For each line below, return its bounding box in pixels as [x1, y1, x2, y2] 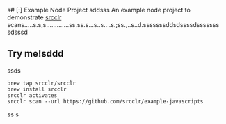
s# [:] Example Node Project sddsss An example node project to [7, 6, 191, 14]
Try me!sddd [7, 48, 64, 60]
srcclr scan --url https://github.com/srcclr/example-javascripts [7, 98, 204, 105]
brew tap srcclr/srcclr [7, 80, 76, 87]
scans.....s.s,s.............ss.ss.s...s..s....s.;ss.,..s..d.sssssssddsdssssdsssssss [7, 21, 220, 28]
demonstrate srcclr [7, 13, 62, 21]
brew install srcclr [7, 86, 67, 93]
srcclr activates [7, 91, 58, 99]
